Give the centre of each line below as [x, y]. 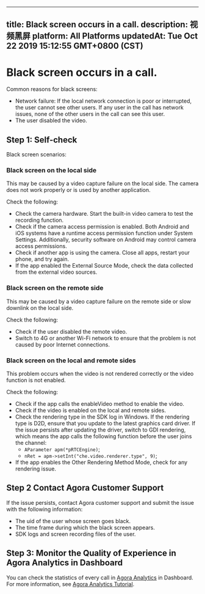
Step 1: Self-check [42, 140]
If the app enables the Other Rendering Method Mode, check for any [101, 463]
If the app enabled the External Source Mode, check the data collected [104, 266]
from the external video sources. [56, 272]
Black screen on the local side [51, 170]
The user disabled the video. [51, 120]
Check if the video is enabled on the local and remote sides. [91, 411]
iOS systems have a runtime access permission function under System [104, 233]
